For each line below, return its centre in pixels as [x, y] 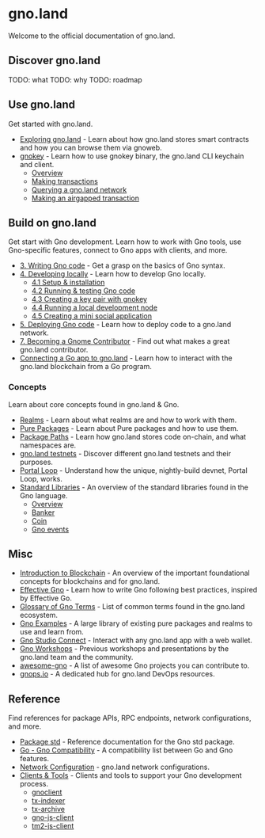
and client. [37, 164]
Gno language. [44, 495]
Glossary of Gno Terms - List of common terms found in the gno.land [132, 607]
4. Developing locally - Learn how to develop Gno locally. [113, 274]
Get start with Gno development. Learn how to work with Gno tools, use [125, 242]
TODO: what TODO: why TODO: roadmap [75, 79]
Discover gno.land [55, 61]
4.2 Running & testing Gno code [83, 291]
